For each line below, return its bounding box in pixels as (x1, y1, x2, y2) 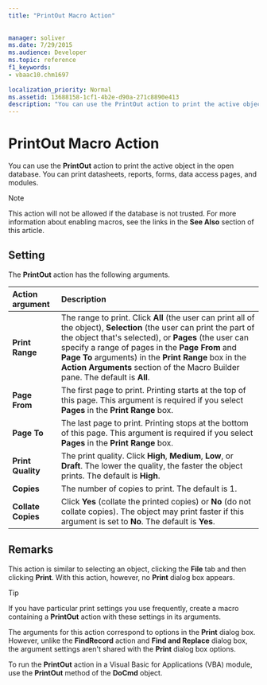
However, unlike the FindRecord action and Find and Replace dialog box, (8, 636, 248, 645)
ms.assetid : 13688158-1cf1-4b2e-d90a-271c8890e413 (8, 93, 180, 101)
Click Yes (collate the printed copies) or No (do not (60, 496, 252, 507)
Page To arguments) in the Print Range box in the (60, 352, 246, 363)
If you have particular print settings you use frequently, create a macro (8, 603, 239, 613)
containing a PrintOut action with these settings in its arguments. (8, 612, 221, 621)
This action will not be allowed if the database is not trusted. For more (8, 208, 237, 219)
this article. (8, 226, 45, 235)
